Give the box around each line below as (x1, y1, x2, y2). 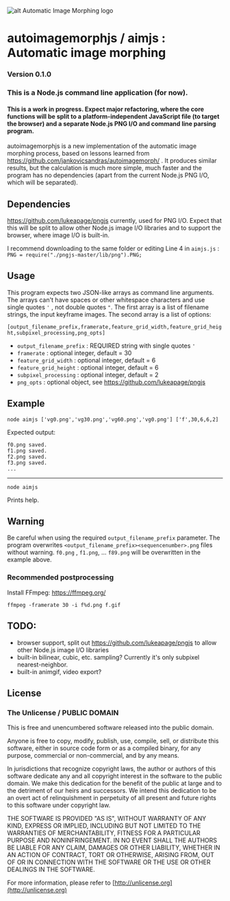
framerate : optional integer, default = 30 (16, 348, 132, 357)
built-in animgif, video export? (16, 667, 102, 675)
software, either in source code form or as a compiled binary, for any (7, 744, 201, 752)
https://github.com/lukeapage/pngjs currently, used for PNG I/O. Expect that (7, 217, 222, 225)
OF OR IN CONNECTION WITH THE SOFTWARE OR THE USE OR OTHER (7, 858, 211, 867)
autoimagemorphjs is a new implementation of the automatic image (7, 142, 197, 150)
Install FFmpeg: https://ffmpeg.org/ (7, 588, 106, 597)
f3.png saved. (7, 459, 48, 466)
